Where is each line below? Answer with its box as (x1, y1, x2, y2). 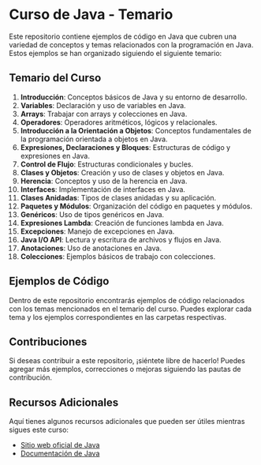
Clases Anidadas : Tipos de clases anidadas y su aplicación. (20, 193, 217, 202)
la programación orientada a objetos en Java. (20, 134, 168, 144)
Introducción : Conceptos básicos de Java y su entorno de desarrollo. (20, 92, 248, 102)
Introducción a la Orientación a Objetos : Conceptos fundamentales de (20, 126, 252, 135)
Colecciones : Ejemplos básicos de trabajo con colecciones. (20, 251, 216, 261)
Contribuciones (9, 335, 88, 348)
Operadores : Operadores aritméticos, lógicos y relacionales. (20, 117, 218, 127)
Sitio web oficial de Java (20, 441, 100, 450)
